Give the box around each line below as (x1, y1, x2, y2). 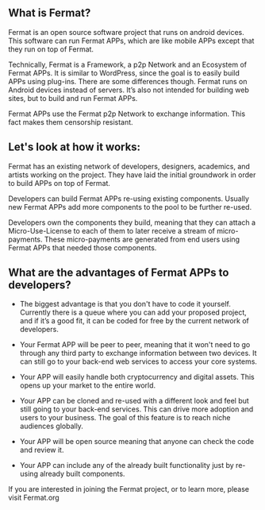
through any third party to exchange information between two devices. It (19, 349, 257, 358)
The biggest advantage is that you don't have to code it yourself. (19, 299, 232, 309)
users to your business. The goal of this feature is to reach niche (19, 413, 232, 423)
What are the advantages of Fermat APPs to (8, 266, 229, 280)
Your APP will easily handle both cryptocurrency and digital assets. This (19, 373, 255, 382)
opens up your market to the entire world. (19, 381, 156, 390)
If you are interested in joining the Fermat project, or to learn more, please (8, 485, 250, 494)
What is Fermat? (8, 6, 91, 20)
